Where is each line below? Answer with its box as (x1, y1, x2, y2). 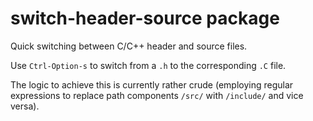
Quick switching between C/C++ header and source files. (10, 40, 248, 52)
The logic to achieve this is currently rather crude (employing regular (10, 78, 294, 91)
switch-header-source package (10, 7, 280, 30)
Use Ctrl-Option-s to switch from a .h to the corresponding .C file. (10, 59, 287, 71)
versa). (10, 100, 40, 112)
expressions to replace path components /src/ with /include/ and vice (10, 89, 304, 101)
